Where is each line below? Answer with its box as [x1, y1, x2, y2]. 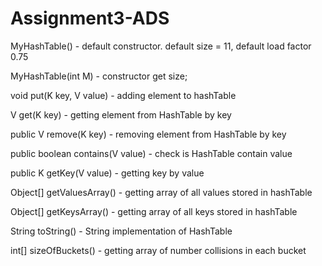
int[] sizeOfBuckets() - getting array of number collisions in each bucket [10, 244, 307, 256]
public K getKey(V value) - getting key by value [10, 167, 205, 179]
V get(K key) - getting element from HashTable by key [10, 108, 232, 121]
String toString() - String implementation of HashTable [10, 225, 233, 237]
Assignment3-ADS [10, 7, 170, 30]
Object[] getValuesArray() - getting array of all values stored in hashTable [10, 186, 313, 198]
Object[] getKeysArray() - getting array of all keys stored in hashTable [10, 205, 298, 217]
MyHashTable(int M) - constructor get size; [10, 70, 188, 82]
